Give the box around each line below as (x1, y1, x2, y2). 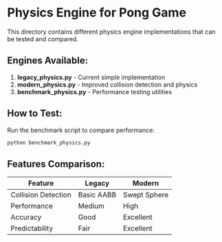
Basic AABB (78, 190, 117, 200)
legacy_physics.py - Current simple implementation (16, 73, 166, 81)
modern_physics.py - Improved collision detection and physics (16, 80, 198, 89)
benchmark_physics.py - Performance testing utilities (16, 87, 173, 96)
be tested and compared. (7, 34, 79, 43)
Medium (78, 201, 105, 211)
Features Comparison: (7, 158, 105, 170)
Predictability (10, 223, 54, 233)
